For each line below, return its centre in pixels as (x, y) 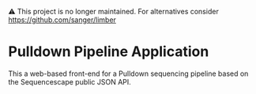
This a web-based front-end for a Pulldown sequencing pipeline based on (128, 73)
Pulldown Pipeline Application (109, 52)
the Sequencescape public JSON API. (70, 81)
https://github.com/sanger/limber (62, 20)
